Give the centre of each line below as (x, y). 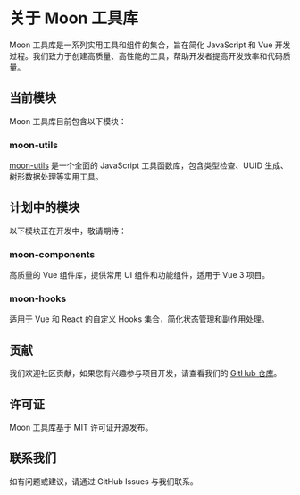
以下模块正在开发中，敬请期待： (68, 231)
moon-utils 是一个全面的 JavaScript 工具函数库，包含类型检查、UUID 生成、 (149, 165)
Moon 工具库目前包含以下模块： (68, 121)
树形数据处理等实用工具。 (56, 177)
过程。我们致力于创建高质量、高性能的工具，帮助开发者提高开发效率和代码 (146, 55)
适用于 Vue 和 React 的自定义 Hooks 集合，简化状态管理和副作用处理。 (139, 319)
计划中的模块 (45, 208)
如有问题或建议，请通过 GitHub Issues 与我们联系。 (104, 481)
